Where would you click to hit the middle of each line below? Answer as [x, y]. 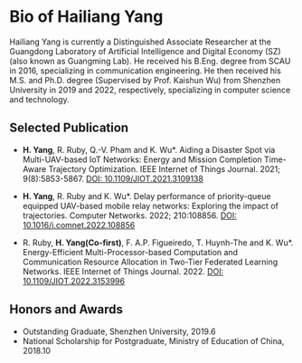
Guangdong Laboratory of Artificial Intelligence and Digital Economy [137, 51]
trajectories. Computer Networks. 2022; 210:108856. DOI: [130, 215]
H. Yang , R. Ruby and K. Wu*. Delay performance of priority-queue [146, 196]
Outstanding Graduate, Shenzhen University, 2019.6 [119, 331]
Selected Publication [69, 128]
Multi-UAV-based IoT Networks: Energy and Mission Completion [142, 159]
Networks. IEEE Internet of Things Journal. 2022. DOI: [123, 271]
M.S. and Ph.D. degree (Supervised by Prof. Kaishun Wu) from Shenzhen [145, 80]
